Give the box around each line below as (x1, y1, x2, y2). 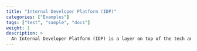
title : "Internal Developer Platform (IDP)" (6, 8, 117, 15)
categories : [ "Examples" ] (6, 14, 69, 20)
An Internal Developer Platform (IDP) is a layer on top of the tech (11, 36, 185, 42)
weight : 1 (6, 25, 30, 31)
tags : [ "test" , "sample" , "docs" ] (6, 19, 91, 25)
